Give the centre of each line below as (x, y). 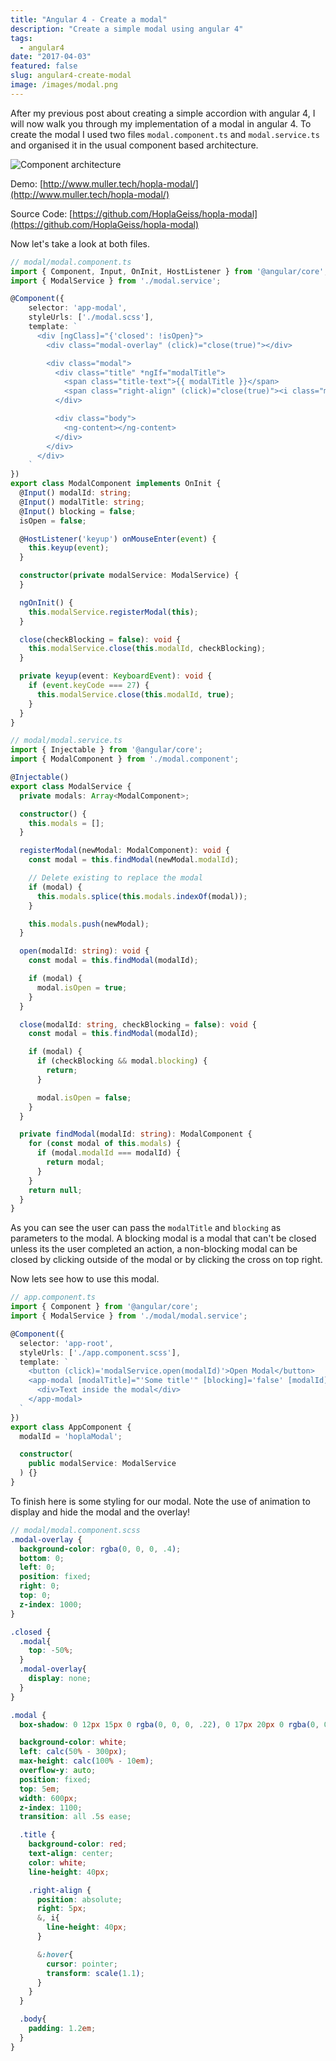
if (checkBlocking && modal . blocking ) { (122, 1061)
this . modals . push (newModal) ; (89, 924)
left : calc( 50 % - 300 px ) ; (73, 1752)
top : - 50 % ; (51, 1651)
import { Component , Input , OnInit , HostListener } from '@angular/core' (167, 271)
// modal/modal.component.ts (71, 262)
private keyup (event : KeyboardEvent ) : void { (116, 676)
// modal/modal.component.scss (75, 1530)
